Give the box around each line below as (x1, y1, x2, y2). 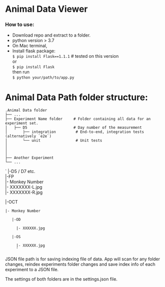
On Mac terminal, (12, 43, 48, 49)
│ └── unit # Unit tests (5, 138, 102, 143)
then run (12, 69, 30, 75)
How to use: (5, 21, 34, 28)
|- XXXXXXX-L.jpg (5, 184, 43, 190)
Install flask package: (12, 48, 56, 54)
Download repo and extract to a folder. (12, 32, 91, 38)
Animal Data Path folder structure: (5, 91, 148, 103)
